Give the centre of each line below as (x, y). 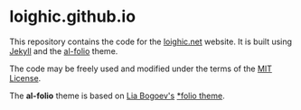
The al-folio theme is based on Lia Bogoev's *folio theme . (117, 96)
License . (25, 78)
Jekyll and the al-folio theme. (64, 50)
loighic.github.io (73, 17)
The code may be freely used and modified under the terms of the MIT (141, 69)
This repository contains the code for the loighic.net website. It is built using (150, 41)
